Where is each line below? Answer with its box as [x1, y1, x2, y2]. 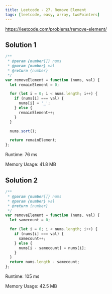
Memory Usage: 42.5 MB [5, 283, 57, 289]
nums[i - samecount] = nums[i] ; [18, 246, 86, 251]
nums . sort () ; [10, 128, 37, 134]
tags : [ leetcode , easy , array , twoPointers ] [5, 12, 100, 17]
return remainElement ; [10, 137, 57, 143]
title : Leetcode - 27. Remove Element [5, 7, 86, 13]
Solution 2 [5, 176, 38, 184]
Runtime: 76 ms [5, 152, 38, 158]
